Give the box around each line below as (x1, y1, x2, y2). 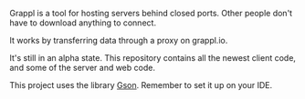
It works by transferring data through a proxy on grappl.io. (9, 35, 228, 45)
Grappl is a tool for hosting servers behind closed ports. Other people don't (9, 8, 293, 18)
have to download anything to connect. (9, 17, 157, 28)
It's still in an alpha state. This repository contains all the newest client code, (9, 53, 297, 63)
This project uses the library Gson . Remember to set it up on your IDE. (9, 80, 273, 90)
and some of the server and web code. (9, 63, 155, 73)
